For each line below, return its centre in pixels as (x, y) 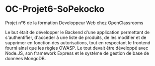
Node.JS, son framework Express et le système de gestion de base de (77, 53)
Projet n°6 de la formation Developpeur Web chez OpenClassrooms (74, 23)
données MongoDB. (26, 58)
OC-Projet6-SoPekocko (55, 9)
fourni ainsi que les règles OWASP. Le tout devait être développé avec (77, 48)
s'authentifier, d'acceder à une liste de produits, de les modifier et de (76, 37)
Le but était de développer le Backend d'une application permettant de (77, 32)
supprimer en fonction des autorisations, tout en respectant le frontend (78, 42)
